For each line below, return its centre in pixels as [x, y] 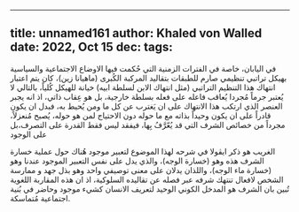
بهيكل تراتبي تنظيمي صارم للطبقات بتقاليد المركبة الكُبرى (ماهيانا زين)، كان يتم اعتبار [149, 78]
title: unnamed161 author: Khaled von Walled [136, 33]
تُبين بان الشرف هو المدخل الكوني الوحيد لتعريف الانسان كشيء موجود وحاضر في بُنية [150, 189]
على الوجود [29, 134]
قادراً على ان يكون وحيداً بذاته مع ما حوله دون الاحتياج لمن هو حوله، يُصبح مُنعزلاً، [141, 115]
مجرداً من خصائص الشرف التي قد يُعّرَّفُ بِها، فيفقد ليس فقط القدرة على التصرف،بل [148, 125]
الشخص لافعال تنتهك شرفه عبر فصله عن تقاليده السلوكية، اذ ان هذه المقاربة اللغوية [147, 179]
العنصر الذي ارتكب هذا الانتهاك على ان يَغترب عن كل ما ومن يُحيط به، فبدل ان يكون [146, 106]
